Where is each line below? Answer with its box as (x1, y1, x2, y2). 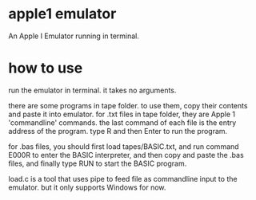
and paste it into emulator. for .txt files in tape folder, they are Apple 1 (8, 109, 236, 119)
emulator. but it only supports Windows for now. (8, 182, 166, 192)
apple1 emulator (8, 5, 117, 23)
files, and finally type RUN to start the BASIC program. (8, 159, 187, 168)
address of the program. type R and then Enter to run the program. (8, 126, 228, 135)
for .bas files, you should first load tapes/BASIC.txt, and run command (8, 141, 239, 151)
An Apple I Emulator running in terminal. (8, 31, 140, 41)
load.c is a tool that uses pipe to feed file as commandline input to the (8, 174, 238, 183)
